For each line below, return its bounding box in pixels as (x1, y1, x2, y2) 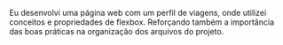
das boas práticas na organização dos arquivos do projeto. (9, 26, 224, 36)
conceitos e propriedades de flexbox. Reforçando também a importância (9, 17, 275, 27)
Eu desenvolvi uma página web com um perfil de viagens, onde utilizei (9, 8, 267, 18)
